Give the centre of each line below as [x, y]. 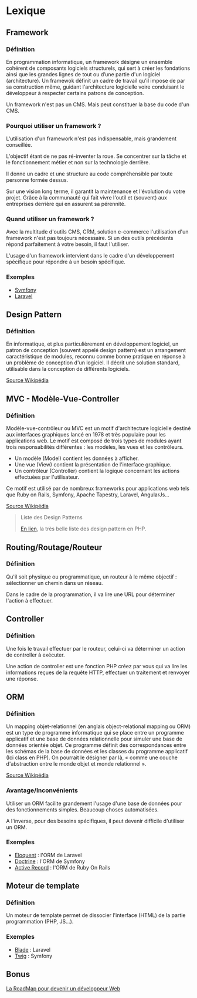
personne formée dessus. [37, 180]
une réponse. [22, 678]
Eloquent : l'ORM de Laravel [48, 855]
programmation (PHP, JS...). [40, 922]
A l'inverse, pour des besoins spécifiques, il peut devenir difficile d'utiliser [95, 821]
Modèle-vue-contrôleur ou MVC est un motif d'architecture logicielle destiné [98, 428]
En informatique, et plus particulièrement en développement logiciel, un [92, 344]
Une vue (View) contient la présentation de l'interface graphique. [93, 465]
